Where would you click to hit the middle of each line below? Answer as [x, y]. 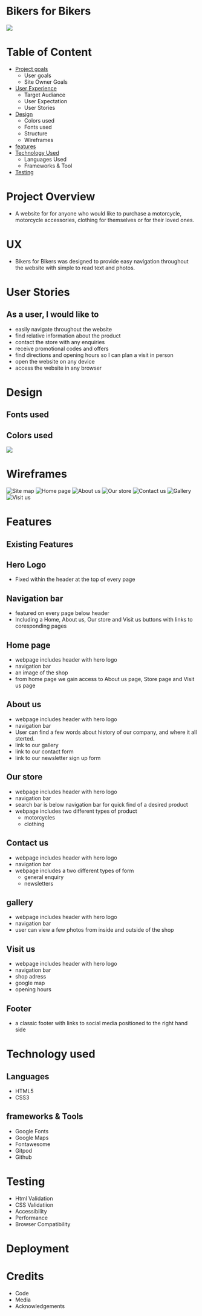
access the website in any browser [58, 368]
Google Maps [32, 1138]
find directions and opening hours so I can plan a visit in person [94, 355]
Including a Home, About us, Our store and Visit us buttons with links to [104, 620]
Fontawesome [33, 1144]
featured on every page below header [62, 613]
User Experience [36, 88]
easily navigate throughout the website [64, 329]
